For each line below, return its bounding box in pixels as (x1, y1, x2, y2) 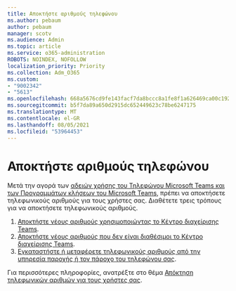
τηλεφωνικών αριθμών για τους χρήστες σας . (7, 276, 143, 285)
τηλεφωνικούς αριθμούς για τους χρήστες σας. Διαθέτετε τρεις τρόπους (7, 196, 222, 205)
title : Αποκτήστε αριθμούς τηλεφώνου (7, 10, 118, 18)
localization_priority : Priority (7, 63, 105, 70)
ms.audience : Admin (7, 37, 65, 44)
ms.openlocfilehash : (7, 96, 68, 103)
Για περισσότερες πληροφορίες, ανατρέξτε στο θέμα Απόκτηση (7, 269, 194, 277)
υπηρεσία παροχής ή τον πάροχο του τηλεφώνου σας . (17, 254, 177, 264)
